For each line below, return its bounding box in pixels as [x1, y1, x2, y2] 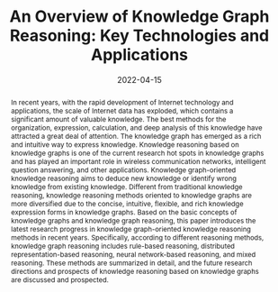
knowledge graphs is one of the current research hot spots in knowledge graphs [10, 148, 265, 158]
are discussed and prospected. [10, 275, 110, 285]
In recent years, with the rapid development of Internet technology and [10, 97, 234, 107]
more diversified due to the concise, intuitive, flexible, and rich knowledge [10, 198, 244, 208]
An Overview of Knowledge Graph [9, 6, 270, 27]
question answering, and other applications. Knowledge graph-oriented [10, 165, 237, 175]
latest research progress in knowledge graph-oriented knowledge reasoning [10, 224, 252, 233]
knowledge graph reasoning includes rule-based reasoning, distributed [10, 241, 236, 251]
